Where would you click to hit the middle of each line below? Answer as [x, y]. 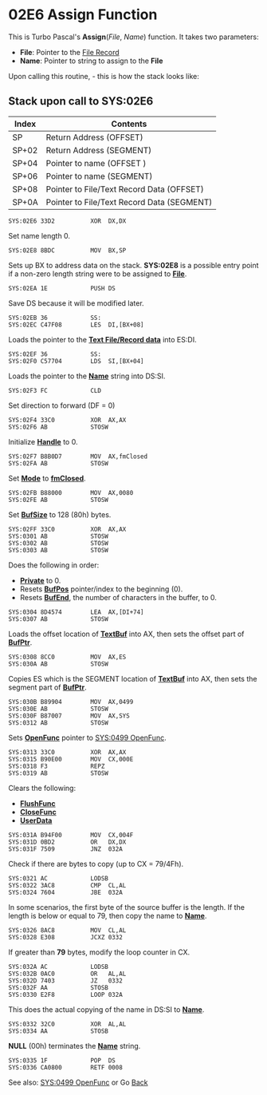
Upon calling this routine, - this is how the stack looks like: [104, 76]
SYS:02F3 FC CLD [55, 390]
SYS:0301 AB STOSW [59, 536]
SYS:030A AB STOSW [59, 664]
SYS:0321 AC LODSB [59, 878]
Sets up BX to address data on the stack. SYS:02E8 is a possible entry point [133, 265]
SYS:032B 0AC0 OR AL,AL [67, 974]
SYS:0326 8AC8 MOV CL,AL [67, 930]
